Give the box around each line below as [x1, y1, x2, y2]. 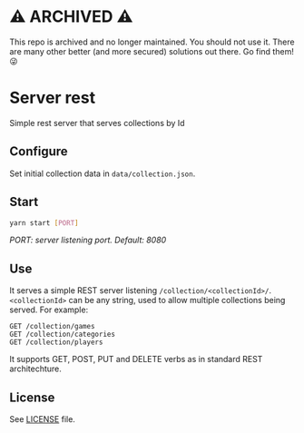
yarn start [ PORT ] [9, 218, 79, 228]
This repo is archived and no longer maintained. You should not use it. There [9, 36, 295, 47]
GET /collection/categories [9, 330, 116, 340]
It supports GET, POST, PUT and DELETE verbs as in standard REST [9, 354, 263, 365]
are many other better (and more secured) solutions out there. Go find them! [9, 45, 295, 56]
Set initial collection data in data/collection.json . [9, 168, 196, 179]
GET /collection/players [9, 338, 103, 347]
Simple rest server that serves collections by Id [9, 117, 185, 128]
